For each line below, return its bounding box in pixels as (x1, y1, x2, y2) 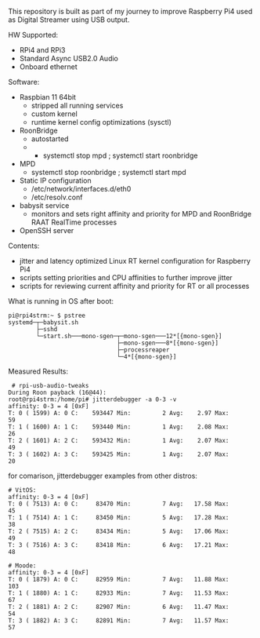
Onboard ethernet (19, 62, 78, 71)
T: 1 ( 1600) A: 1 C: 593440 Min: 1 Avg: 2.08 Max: (8, 423, 229, 431)
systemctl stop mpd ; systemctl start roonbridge (42, 151, 198, 160)
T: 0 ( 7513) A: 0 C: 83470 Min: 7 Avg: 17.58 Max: (8, 500, 229, 508)
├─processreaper (116, 346, 170, 354)
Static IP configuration (19, 176, 92, 185)
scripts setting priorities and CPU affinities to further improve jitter (19, 273, 233, 282)
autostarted (31, 134, 69, 144)
